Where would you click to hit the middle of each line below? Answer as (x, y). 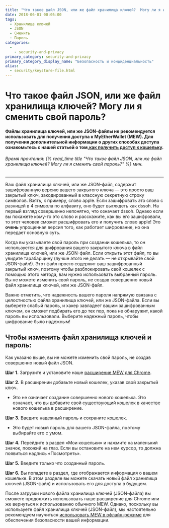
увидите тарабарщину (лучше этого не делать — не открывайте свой (80, 258)
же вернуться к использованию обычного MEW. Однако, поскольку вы (82, 504)
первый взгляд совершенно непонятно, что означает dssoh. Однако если (84, 211)
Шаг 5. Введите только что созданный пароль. (55, 463)
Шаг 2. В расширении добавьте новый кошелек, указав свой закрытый (82, 382)
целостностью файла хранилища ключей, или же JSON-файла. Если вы (82, 300)
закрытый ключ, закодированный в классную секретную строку (75, 195)
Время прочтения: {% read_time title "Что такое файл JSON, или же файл (83, 159)
